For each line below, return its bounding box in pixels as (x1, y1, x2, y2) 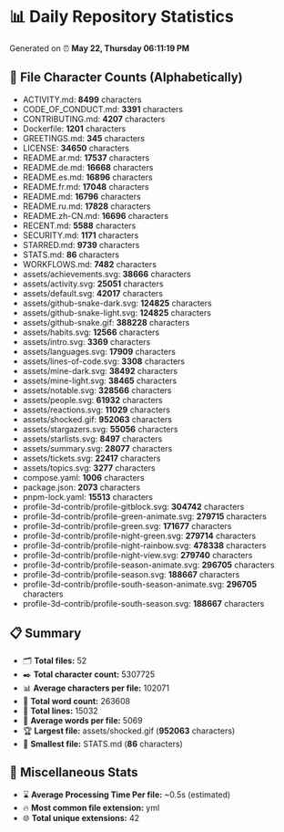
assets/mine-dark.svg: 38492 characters (22, 365, 178, 376)
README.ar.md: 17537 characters (22, 151, 150, 163)
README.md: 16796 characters (22, 191, 141, 202)
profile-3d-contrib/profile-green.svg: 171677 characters (22, 520, 232, 531)
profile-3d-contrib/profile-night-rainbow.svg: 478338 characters (22, 539, 267, 551)
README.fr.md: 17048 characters (22, 181, 149, 192)
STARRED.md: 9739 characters (22, 239, 140, 250)
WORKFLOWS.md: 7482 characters (22, 258, 157, 269)
